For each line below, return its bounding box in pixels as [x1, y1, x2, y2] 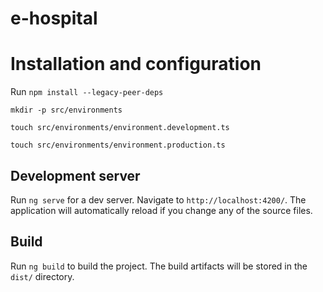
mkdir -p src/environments [10, 105, 123, 116]
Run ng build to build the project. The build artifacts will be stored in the [10, 260, 308, 272]
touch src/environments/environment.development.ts [10, 123, 230, 133]
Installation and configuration [10, 53, 262, 76]
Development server [10, 167, 141, 184]
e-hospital [10, 7, 98, 30]
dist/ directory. [10, 270, 75, 282]
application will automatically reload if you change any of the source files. [10, 204, 313, 216]
